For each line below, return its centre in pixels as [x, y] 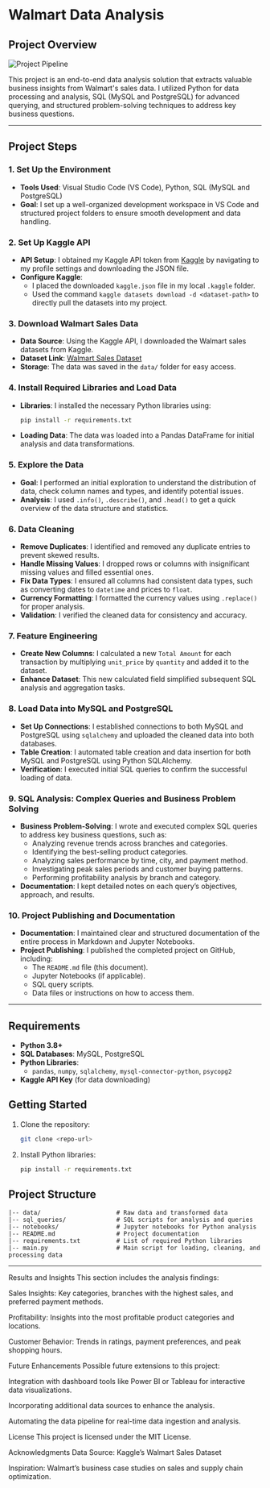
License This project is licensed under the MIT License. [100, 1437]
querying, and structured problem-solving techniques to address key [123, 105]
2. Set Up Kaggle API [49, 242]
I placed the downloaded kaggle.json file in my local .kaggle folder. [143, 285]
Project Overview [53, 45]
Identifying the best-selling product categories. [110, 851]
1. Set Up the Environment [59, 169]
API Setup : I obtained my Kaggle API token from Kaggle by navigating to [139, 260]
